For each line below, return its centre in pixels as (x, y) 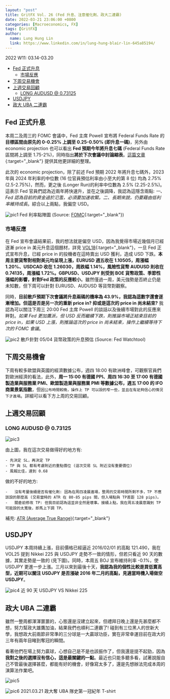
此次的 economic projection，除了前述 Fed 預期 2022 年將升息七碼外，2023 (85, 172)
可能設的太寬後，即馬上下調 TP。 (35, 508)
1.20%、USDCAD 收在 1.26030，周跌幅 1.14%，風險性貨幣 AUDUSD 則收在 (84, 266)
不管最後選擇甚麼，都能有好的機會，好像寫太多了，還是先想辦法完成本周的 (87, 664)
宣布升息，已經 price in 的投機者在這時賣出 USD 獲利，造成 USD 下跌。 (84, 254)
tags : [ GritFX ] (21, 29)
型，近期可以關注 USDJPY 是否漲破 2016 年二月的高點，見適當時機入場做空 (84, 573)
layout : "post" (21, 10)
